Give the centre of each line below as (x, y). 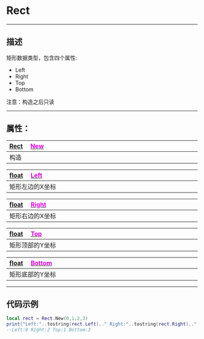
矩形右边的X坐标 (33, 216)
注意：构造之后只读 (30, 101)
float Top (26, 233)
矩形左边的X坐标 (33, 187)
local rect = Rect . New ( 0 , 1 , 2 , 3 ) (47, 319)
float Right (28, 204)
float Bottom (31, 263)
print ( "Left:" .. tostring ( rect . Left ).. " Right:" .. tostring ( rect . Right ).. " (102, 324)
